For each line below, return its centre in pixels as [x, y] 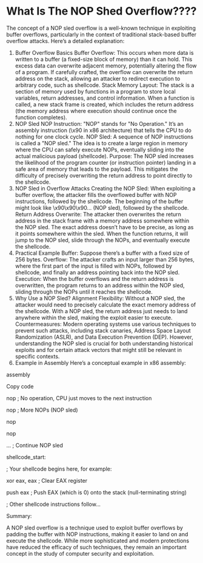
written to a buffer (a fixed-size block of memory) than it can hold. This [104, 59]
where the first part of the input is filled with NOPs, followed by [94, 266]
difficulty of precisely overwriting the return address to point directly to [104, 175]
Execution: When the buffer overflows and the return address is [94, 278]
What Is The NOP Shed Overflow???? [101, 11]
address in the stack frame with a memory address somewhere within [102, 221]
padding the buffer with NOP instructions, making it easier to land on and [97, 534]
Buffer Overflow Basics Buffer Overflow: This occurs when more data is [104, 52]
